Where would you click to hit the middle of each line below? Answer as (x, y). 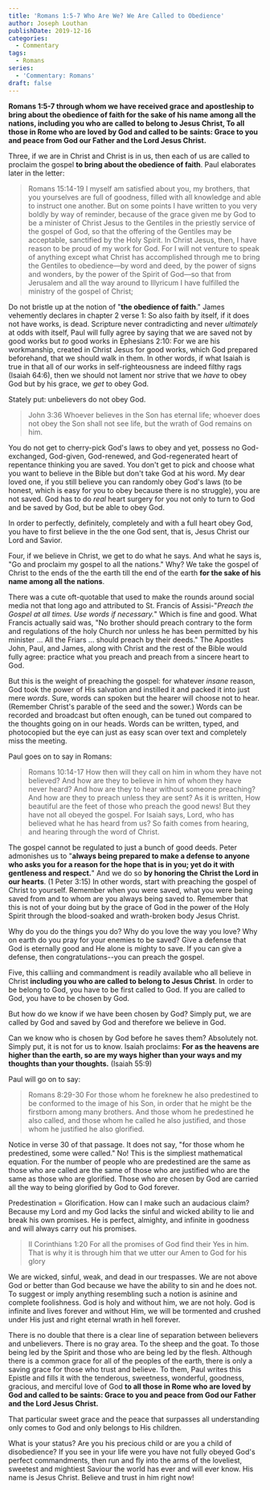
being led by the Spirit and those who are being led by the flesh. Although (130, 1352)
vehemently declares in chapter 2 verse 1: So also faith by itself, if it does (129, 315)
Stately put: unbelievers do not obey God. (77, 399)
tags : (17, 53)
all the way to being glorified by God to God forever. (94, 1187)
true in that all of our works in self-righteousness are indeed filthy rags (125, 366)
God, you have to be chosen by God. (69, 998)
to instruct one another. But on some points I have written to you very (143, 205)
